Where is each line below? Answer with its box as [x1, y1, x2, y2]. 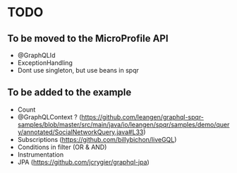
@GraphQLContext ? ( [17, 112, 82, 121]
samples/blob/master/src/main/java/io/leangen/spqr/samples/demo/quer [17, 120, 230, 129]
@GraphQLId [17, 51, 56, 59]
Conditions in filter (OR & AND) [17, 143, 107, 151]
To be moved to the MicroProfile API [7, 32, 169, 44]
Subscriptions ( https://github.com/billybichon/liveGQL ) [17, 135, 177, 143]
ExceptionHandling [17, 59, 73, 67]
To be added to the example [7, 86, 132, 99]
